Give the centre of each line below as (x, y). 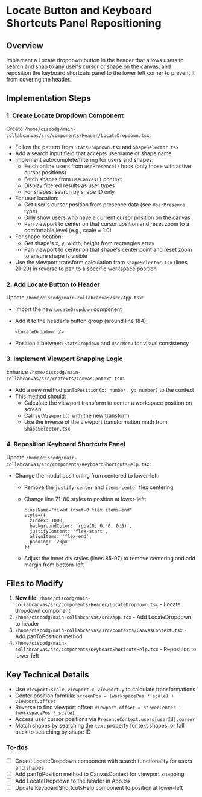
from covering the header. (39, 79)
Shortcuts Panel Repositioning (84, 23)
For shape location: (39, 237)
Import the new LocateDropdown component (68, 309)
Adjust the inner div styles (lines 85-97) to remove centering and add (110, 558)
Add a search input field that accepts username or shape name (93, 153)
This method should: (40, 397)
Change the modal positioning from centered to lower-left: (87, 475)
